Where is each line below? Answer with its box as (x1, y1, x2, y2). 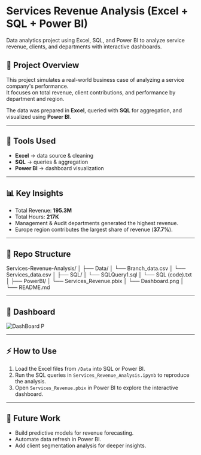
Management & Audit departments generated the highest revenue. (14, 220, 179, 227)
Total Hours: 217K (14, 213, 59, 220)
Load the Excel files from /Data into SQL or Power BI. (14, 365, 145, 372)
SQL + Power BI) (6, 17, 88, 30)
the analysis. (14, 377, 47, 385)
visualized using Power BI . (6, 113, 72, 120)
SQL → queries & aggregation (14, 158, 89, 165)
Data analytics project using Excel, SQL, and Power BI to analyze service (6, 36, 185, 44)
